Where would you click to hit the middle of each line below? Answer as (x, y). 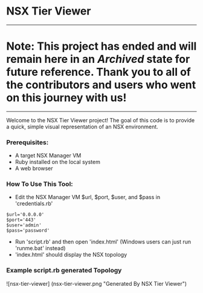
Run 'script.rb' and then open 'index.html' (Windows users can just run (103, 242)
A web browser (34, 168)
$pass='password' (28, 231)
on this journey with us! (66, 98)
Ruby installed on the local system (58, 162)
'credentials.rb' (34, 203)
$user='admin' (24, 225)
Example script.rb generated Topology (64, 271)
